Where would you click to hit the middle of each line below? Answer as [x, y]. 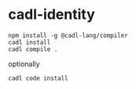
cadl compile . [33, 49]
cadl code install [38, 78]
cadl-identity [52, 15]
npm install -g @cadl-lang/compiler [68, 35]
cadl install [29, 42]
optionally [24, 64]
